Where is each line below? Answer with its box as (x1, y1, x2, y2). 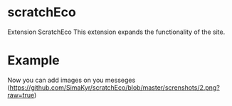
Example (7, 52, 60, 69)
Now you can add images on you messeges (7, 76, 136, 84)
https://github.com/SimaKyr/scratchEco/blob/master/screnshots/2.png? (9, 83, 221, 92)
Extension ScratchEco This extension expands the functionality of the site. (7, 28, 226, 36)
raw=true (7, 90, 34, 99)
